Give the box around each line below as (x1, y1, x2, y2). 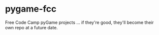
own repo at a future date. (5, 24, 58, 30)
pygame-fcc (5, 3, 57, 15)
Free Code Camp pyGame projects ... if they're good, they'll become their (5, 19, 154, 25)
